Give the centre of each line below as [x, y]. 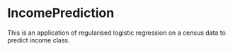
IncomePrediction [61, 13]
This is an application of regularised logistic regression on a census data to [117, 33]
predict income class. [39, 40]
